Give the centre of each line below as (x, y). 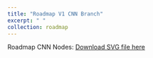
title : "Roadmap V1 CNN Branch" (55, 14)
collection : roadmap (38, 27)
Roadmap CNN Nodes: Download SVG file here (76, 47)
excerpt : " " (27, 21)
